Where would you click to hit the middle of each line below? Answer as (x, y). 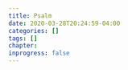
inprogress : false (39, 53)
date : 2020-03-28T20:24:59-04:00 (64, 23)
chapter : (23, 46)
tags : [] (23, 38)
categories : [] (34, 31)
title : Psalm (30, 16)
